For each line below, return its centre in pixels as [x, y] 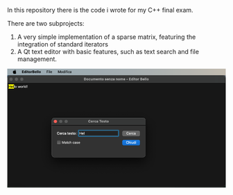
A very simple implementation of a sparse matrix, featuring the [106, 37]
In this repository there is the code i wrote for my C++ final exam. [100, 10]
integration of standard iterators [63, 44]
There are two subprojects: [46, 23]
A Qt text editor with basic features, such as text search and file [108, 52]
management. [37, 59]
